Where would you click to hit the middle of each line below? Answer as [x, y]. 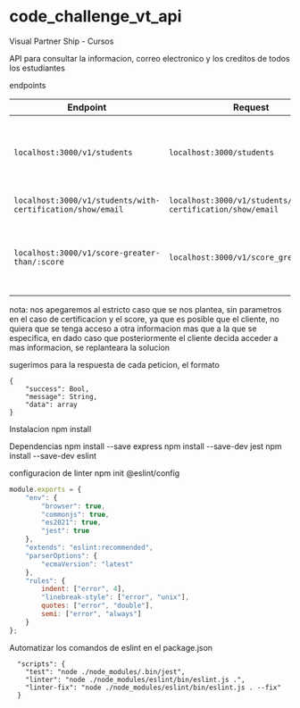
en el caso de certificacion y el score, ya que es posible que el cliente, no [144, 319]
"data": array [51, 404]
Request [251, 107]
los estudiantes [37, 68]
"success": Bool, [58, 389]
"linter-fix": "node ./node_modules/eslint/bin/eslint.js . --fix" [153, 687]
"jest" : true [66, 531]
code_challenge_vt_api [96, 17]
